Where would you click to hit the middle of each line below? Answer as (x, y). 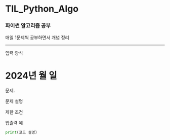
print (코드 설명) (22, 132)
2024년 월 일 (31, 75)
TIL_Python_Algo (42, 9)
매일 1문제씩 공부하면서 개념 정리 (37, 38)
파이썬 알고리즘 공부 (28, 26)
